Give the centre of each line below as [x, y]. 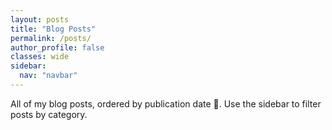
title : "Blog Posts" [53, 29]
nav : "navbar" [48, 76]
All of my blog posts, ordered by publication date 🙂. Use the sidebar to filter [166, 103]
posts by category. [49, 114]
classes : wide [40, 57]
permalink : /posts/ [51, 38]
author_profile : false [57, 47]
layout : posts [40, 19]
